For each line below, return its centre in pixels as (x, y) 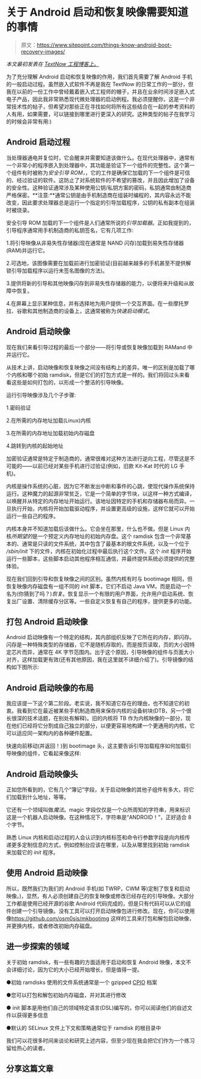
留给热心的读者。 (27, 1048)
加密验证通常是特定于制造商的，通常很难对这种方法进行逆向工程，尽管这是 (98, 459)
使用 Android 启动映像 (47, 873)
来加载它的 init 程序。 (32, 852)
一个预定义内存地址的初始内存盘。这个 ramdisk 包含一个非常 (112, 536)
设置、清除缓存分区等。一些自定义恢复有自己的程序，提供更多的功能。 (108, 601)
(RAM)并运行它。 (27, 250)
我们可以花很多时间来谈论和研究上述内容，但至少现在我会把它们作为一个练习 (100, 1040)
